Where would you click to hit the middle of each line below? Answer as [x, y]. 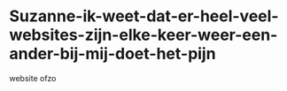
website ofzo [33, 78]
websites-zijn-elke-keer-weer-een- [143, 35]
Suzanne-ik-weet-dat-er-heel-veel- [144, 16]
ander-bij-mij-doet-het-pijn [112, 54]
